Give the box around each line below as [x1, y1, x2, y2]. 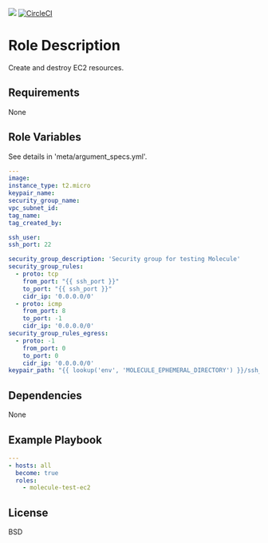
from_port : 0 [22, 344, 66, 352]
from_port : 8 [22, 307, 66, 315]
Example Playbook [8, 433, 102, 446]
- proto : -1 [15, 336, 56, 345]
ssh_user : [8, 233, 41, 241]
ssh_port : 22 [8, 240, 52, 249]
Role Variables [8, 130, 81, 144]
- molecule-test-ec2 [22, 484, 91, 492]
